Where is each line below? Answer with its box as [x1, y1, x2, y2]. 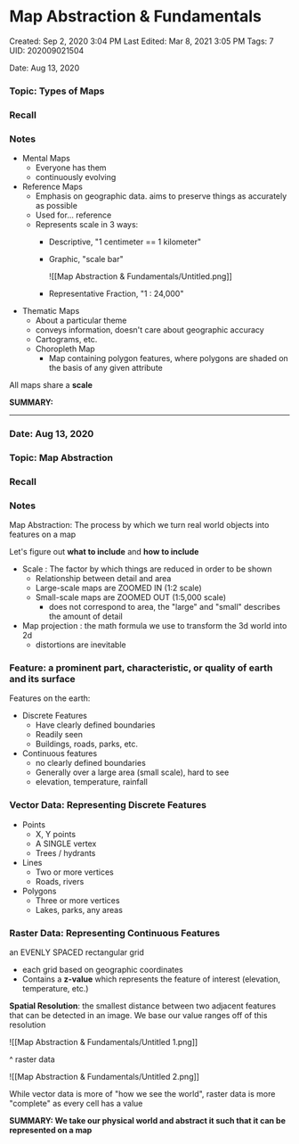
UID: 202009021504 [9, 45, 85, 55]
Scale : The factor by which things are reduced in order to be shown [21, 564, 273, 574]
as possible [35, 201, 78, 211]
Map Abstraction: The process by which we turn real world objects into [9, 520, 270, 531]
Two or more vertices [35, 867, 114, 877]
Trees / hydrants [35, 847, 96, 858]
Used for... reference [35, 210, 112, 220]
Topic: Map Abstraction [9, 451, 114, 464]
